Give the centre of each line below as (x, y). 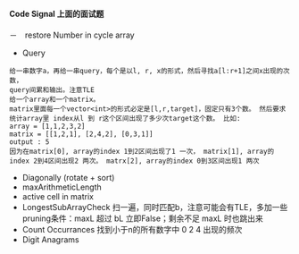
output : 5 (29, 142)
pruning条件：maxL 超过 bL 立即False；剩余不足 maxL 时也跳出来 (142, 218)
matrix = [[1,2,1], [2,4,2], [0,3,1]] (81, 134)
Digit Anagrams (50, 240)
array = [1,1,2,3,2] (48, 127)
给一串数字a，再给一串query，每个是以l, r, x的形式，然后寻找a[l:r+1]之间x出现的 (146, 72)
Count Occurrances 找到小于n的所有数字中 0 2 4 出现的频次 (132, 230)
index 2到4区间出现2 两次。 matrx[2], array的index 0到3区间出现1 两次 (134, 161)
